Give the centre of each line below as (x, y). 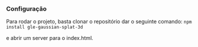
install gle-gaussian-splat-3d (45, 27)
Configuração (27, 9)
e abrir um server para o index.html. (50, 38)
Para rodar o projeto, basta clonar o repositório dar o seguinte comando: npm (99, 22)
